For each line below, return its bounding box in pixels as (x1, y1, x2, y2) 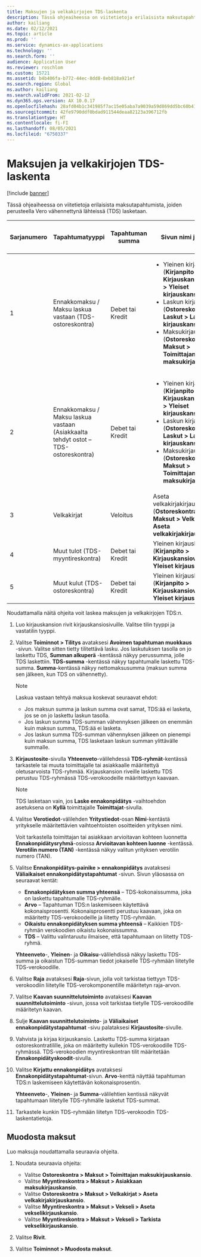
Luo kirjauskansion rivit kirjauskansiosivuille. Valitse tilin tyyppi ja (15, 621, 175, 628)
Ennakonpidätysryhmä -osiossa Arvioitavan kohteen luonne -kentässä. (15, 839, 194, 847)
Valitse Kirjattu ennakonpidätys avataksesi (15, 1066, 123, 1073)
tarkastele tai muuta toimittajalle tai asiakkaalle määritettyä (15, 761, 159, 769)
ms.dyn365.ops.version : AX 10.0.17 (7, 98, 95, 104)
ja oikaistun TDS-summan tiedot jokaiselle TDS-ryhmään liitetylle (35, 957, 194, 964)
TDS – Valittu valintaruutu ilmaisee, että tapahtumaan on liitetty (24, 933, 179, 940)
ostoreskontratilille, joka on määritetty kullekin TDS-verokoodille (15, 1042, 172, 1049)
